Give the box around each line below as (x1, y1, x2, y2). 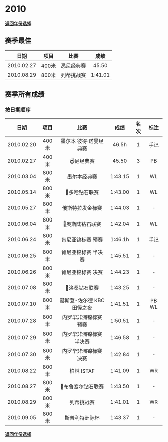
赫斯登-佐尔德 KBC (59, 297, 105, 304)
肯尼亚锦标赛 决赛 (61, 269, 103, 276)
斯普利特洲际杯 (64, 414, 100, 421)
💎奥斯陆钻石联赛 (63, 220, 101, 228)
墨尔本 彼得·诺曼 (60, 138, 99, 145)
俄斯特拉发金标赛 (62, 205, 102, 212)
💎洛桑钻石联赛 (65, 284, 99, 291)
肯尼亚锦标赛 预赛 (61, 236, 103, 243)
